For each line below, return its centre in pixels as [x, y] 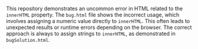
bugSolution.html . [28, 40]
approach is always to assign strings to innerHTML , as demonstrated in [91, 34]
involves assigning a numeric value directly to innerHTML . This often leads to [98, 21]
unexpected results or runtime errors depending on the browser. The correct [99, 27]
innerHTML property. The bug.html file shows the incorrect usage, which [93, 15]
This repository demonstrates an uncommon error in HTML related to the [95, 9]
